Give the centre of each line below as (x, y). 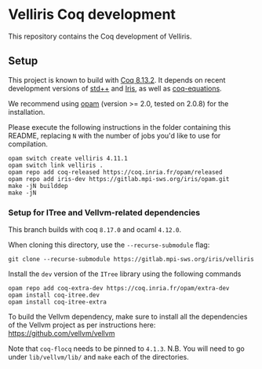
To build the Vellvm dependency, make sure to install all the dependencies (128, 317)
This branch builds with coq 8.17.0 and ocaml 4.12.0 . (95, 230)
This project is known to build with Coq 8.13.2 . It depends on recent (117, 79)
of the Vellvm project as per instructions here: (82, 325)
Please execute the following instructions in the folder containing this (120, 127)
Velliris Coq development (92, 15)
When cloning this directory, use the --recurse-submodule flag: (109, 245)
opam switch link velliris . (56, 165)
